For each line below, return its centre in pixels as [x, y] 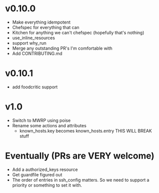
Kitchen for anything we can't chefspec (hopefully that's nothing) [78, 32]
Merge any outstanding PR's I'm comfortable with [62, 48]
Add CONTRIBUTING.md [37, 53]
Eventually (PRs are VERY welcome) [80, 156]
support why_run [29, 43]
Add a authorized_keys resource [45, 169]
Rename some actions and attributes [49, 125]
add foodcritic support [35, 87]
